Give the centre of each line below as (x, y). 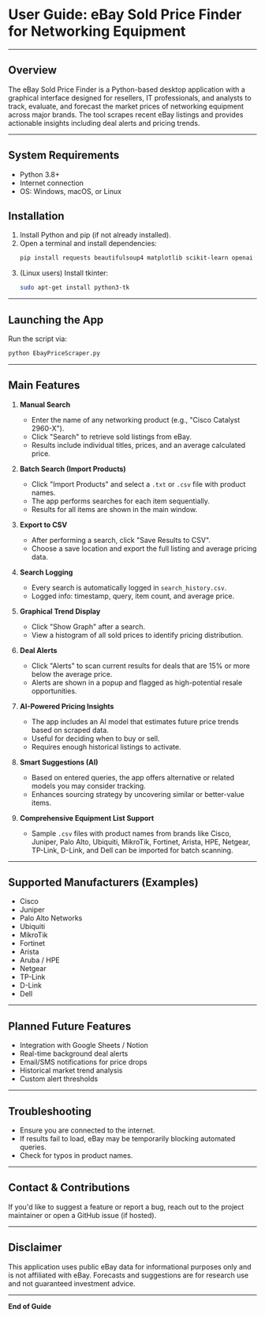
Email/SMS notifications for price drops (83, 1062)
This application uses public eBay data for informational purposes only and (130, 1266)
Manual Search (45, 404)
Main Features (44, 385)
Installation (36, 216)
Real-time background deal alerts (74, 1053)
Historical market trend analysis (71, 1071)
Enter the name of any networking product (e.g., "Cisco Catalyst (136, 419)
